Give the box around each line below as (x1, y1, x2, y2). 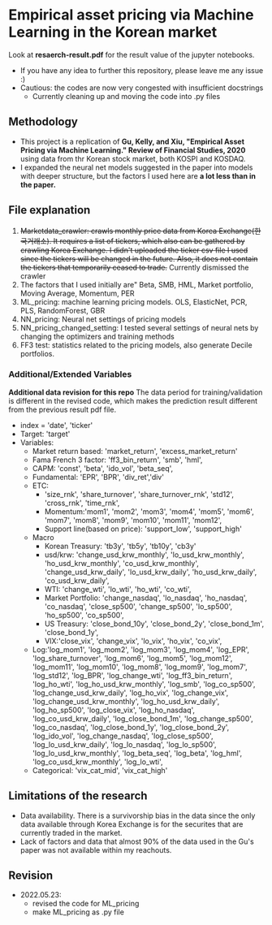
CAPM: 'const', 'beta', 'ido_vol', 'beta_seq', (32, 463, 174, 473)
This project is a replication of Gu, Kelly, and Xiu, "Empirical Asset (19, 136, 245, 146)
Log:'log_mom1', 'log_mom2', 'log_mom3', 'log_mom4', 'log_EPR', (32, 644, 250, 655)
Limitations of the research (8, 789, 148, 803)
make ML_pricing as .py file (32, 907, 124, 917)
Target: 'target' (19, 429, 71, 439)
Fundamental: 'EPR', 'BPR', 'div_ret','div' (32, 472, 165, 482)
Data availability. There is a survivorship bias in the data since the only (19, 810, 256, 820)
